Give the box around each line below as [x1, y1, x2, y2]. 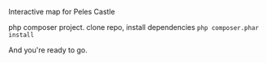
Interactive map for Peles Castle [8, 7, 115, 16]
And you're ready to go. [8, 45, 88, 55]
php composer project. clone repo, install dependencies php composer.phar [8, 23, 260, 31]
